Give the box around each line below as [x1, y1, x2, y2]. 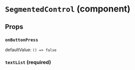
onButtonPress [5, 37, 38, 42]
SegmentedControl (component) [5, 3, 131, 14]
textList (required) [5, 59, 51, 66]
